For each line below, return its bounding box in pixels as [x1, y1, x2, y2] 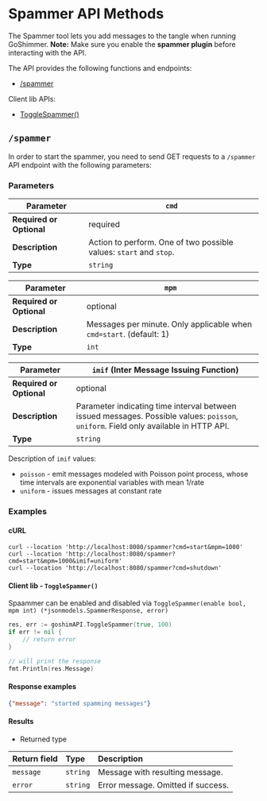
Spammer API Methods [8, 5, 164, 23]
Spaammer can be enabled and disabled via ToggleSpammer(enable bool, [8, 598, 246, 608]
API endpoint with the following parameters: [8, 160, 153, 169]
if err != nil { [8, 629, 62, 637]
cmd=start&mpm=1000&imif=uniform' [8, 557, 123, 565]
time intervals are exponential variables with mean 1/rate [19, 478, 205, 487]
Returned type [19, 734, 68, 744]
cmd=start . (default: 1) [86, 329, 169, 340]
